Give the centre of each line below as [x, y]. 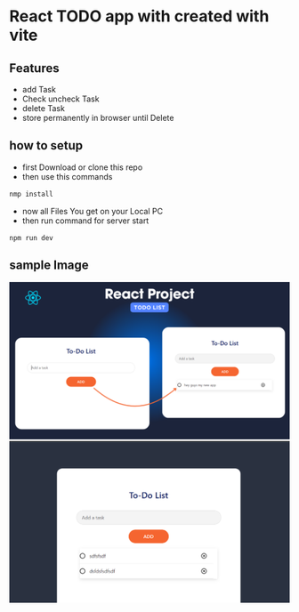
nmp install [31, 194]
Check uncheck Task [61, 99]
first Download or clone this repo [82, 167]
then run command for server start [85, 221]
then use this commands [67, 176]
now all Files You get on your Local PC [92, 211]
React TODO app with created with [139, 16]
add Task [39, 89]
